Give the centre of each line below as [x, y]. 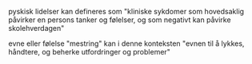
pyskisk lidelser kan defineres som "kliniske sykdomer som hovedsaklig [126, 11]
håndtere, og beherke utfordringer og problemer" [89, 52]
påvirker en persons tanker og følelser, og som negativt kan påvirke [120, 20]
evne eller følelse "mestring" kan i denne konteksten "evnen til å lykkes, [126, 43]
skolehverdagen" [36, 28]
